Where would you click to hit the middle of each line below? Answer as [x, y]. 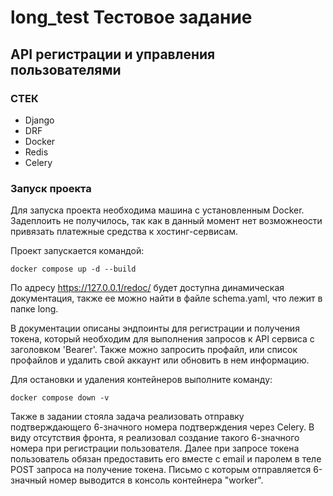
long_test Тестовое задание [131, 17]
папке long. [34, 309]
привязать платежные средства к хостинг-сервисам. [124, 232]
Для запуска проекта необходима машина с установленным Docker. [157, 210]
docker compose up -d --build [73, 269]
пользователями [66, 69]
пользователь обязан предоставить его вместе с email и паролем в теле [166, 459]
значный [28, 480]
